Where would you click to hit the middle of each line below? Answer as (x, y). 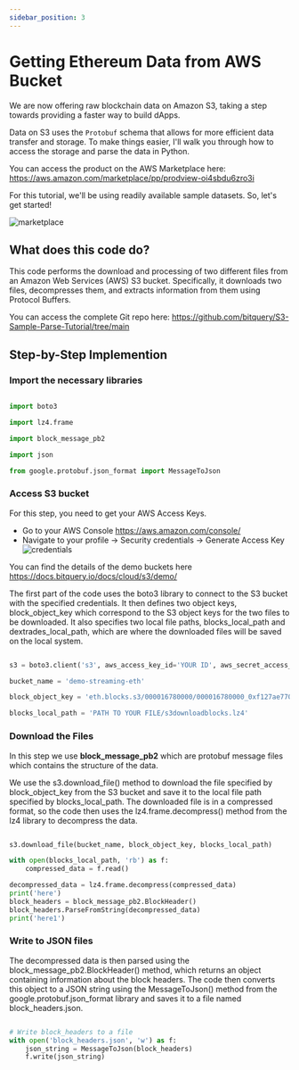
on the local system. (46, 641)
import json (31, 455)
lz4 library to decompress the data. (73, 820)
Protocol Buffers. (40, 300)
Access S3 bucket (49, 494)
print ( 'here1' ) (37, 918)
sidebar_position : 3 (48, 17)
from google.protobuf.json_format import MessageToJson (115, 471)
